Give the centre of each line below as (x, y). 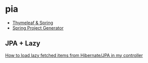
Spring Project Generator (38, 28)
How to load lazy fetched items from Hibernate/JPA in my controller (74, 55)
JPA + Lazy (23, 44)
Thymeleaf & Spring (33, 23)
